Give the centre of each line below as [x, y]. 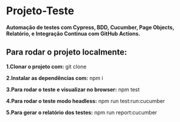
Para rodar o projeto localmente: [67, 52]
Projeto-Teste [40, 11]
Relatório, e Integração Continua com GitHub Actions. [73, 33]
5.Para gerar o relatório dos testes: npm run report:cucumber [82, 112]
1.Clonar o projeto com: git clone [46, 66]
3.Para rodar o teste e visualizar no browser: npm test [73, 89]
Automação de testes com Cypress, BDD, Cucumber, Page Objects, [90, 27]
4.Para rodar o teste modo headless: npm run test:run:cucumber [86, 101]
